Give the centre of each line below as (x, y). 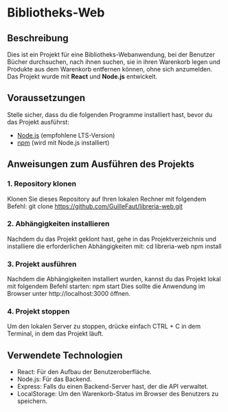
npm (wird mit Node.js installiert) (63, 142)
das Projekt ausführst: (38, 122)
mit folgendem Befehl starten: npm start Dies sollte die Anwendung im (106, 286)
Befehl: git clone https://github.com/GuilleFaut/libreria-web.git (95, 206)
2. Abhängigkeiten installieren (58, 224)
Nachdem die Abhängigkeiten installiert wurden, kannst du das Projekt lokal (114, 279)
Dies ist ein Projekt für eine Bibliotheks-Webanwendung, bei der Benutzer (111, 54)
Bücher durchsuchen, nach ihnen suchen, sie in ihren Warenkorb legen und (114, 62)
